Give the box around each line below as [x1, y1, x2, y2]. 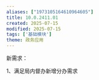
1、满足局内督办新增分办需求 [6, 67, 78, 75]
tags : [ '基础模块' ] [6, 32, 52, 38]
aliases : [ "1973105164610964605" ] [6, 8, 94, 15]
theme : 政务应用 [6, 37, 44, 43]
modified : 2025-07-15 [6, 25, 61, 32]
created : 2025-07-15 [6, 20, 59, 26]
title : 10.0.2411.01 [6, 15, 59, 21]
